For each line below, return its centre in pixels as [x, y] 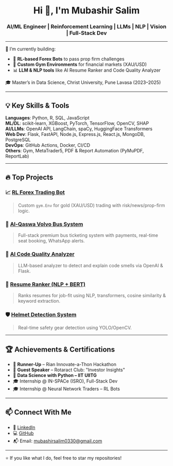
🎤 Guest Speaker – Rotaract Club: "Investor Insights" [69, 370]
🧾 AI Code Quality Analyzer [40, 254]
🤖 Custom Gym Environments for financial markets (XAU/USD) [80, 64]
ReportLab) [17, 156]
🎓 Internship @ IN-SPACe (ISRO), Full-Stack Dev [65, 381]
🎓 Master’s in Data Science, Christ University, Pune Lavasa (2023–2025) [83, 82]
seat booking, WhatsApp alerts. [51, 241]
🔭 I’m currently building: [31, 49]
